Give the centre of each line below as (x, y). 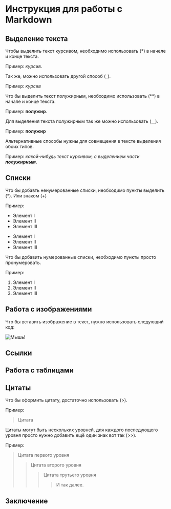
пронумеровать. (23, 262)
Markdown (29, 20)
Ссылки (19, 353)
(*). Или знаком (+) (26, 195)
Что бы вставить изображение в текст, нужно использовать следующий (84, 322)
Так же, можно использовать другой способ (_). (58, 76)
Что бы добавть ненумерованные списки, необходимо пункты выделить (85, 190)
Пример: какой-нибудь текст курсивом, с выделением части (72, 156)
